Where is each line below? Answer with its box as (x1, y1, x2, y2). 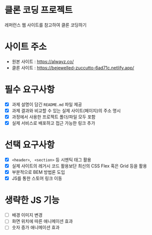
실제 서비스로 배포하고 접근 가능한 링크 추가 (11, 120, 96, 126)
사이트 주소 (4, 41, 47, 53)
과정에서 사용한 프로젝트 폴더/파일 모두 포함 (11, 114, 96, 120)
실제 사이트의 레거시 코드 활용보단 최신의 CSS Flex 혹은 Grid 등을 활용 (11, 163, 147, 169)
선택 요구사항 (4, 140, 55, 151)
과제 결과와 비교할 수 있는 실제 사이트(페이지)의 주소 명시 (11, 107, 121, 113)
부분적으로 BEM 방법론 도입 (11, 169, 65, 175)
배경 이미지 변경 (11, 212, 43, 218)
